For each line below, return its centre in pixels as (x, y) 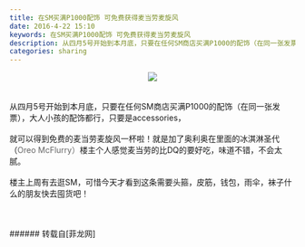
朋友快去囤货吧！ (57, 194)
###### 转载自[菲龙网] (53, 234)
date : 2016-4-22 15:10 (52, 26)
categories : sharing (49, 52)
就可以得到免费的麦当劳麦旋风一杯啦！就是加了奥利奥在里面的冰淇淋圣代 (144, 139)
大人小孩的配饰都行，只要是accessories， (107, 118)
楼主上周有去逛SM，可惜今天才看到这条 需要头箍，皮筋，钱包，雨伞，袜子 (147, 183)
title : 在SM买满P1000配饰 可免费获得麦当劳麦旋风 (94, 18)
